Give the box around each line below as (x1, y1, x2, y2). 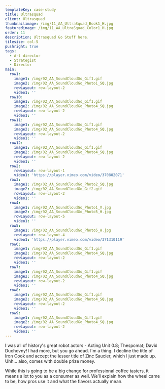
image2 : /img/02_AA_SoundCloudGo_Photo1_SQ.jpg (14, 81, 113, 86)
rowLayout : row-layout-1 (14, 168, 65, 173)
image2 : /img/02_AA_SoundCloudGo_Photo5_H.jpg (14, 210, 111, 215)
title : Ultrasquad (5, 12, 43, 17)
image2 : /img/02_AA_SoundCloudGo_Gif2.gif (14, 186, 102, 191)
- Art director (9, 53, 41, 58)
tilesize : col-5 (5, 40, 38, 44)
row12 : (9, 140, 23, 146)
